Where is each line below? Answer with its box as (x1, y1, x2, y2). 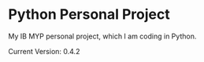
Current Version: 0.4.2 (8, 46, 80, 56)
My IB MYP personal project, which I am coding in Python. (8, 31, 197, 41)
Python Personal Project (8, 5, 171, 24)
